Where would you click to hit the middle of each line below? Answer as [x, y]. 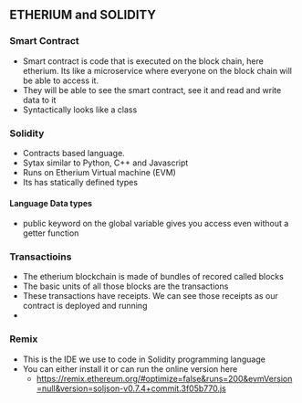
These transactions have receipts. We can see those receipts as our [150, 296]
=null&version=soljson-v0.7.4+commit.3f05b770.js [131, 388]
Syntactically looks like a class [80, 110]
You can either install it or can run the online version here [130, 368]
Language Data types [51, 203]
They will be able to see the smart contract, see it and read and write [152, 90]
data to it [39, 100]
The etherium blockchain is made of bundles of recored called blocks [153, 277]
